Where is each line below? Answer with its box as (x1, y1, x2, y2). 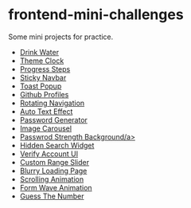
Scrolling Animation (19, 174, 84, 184)
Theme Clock (19, 56, 64, 65)
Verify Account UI (19, 149, 78, 159)
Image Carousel (19, 124, 72, 133)
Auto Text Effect (19, 106, 73, 116)
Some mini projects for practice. (8, 32, 114, 41)
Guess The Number (19, 191, 84, 201)
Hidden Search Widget (19, 140, 95, 150)
